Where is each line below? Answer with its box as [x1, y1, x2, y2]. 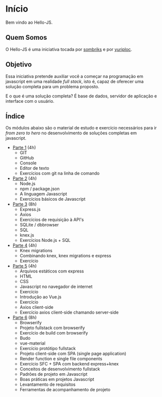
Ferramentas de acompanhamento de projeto [19, 387, 111, 393]
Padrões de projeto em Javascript [19, 371, 88, 377]
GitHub [19, 155, 34, 161]
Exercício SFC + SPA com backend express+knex [19, 361, 119, 367]
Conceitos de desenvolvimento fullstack [19, 366, 100, 372]
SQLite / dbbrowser [19, 222, 59, 228]
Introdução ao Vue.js [19, 294, 62, 300]
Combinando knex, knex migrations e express [19, 253, 112, 259]
